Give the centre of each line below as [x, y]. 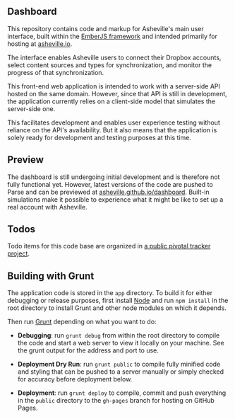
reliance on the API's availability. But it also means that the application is [112, 130]
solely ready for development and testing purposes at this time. [100, 137]
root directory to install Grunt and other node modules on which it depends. [117, 308]
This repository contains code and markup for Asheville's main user [106, 28]
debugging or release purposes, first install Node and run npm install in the [118, 301]
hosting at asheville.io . [40, 44]
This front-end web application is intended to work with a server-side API [114, 86]
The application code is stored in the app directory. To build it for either [110, 293]
